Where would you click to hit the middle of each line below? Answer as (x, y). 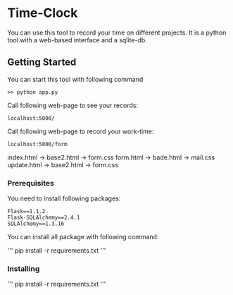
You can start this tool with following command (75, 79)
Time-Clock (43, 13)
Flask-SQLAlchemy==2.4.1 (44, 218)
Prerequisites (31, 183)
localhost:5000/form (38, 144)
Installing (24, 268)
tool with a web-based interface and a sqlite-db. (77, 40)
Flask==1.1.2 (26, 212)
